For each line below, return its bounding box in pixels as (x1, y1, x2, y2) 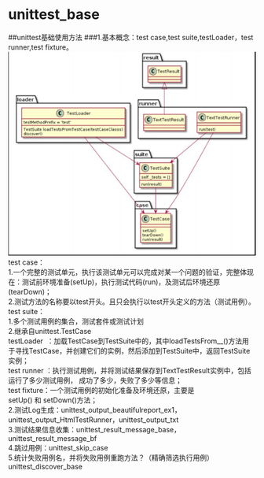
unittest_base (8, 6, 100, 24)
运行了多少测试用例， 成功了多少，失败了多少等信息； (8, 376, 182, 385)
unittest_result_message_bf (8, 433, 97, 443)
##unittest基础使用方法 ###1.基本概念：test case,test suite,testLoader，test (8, 32, 254, 42)
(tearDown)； (8, 287, 53, 296)
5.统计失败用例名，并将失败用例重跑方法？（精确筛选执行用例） (8, 453, 214, 462)
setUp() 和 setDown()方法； (8, 395, 98, 405)
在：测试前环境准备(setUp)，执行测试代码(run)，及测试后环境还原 (8, 277, 221, 287)
